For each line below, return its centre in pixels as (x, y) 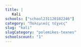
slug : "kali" (19, 28)
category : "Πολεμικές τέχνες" (37, 23)
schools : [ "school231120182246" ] (40, 19)
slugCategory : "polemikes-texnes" (41, 32)
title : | (14, 10)
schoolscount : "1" (24, 37)
